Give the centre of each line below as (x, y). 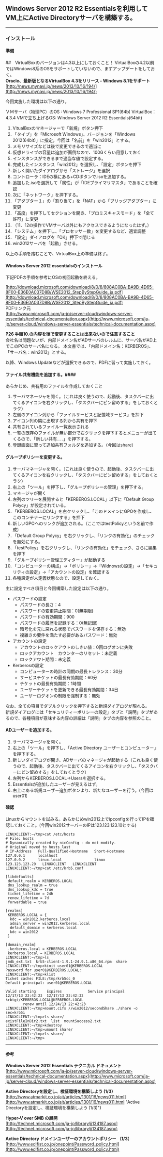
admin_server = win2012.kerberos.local (50, 923)
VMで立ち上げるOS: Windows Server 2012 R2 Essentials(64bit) (79, 117)
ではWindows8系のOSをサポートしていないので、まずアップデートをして (78, 68)
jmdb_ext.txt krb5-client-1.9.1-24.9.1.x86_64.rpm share (66, 961)
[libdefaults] (20, 877)
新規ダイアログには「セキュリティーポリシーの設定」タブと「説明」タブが (80, 712)
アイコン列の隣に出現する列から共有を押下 (55, 421)
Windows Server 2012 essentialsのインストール (54, 265)
